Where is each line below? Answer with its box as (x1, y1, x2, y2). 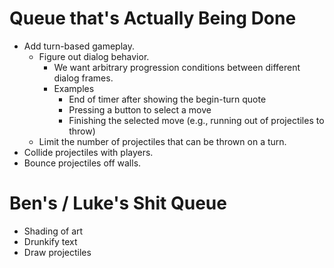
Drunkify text (23, 235, 78, 247)
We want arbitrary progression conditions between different (53, 61, 301, 73)
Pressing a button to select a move (68, 103, 212, 116)
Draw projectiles (23, 246, 92, 258)
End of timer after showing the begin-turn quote (68, 93, 267, 105)
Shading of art (23, 225, 84, 237)
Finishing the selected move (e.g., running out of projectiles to (68, 114, 325, 126)
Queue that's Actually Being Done (9, 7, 297, 30)
